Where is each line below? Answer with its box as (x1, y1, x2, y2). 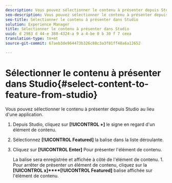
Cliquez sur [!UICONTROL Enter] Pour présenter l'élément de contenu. (12, 146, 162, 152)
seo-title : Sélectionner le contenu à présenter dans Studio (5, 17, 139, 22)
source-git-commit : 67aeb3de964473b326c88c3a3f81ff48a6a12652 (5, 41, 141, 46)
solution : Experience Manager (5, 21, 70, 27)
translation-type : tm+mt (5, 36, 58, 41)
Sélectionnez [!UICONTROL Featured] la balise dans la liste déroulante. (12, 136, 164, 143)
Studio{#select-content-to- (29, 78, 149, 89)
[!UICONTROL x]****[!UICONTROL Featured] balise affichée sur (12, 167, 153, 173)
